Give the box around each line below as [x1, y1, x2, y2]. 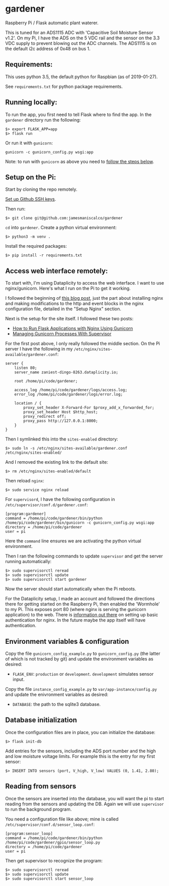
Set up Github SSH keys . [5, 196, 57, 202]
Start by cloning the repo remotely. [5, 186, 78, 192]
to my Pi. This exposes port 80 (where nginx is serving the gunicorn [5, 606, 146, 613]
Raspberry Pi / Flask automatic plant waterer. [5, 20, 99, 26]
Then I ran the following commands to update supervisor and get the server [5, 553, 163, 559]
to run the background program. [5, 806, 72, 812]
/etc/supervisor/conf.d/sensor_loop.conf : [5, 821, 95, 827]
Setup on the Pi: [5, 173, 57, 182]
